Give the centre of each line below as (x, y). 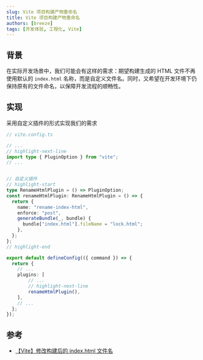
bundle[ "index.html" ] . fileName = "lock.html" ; (83, 224)
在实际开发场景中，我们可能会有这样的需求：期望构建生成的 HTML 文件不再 (101, 71)
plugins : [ (31, 275)
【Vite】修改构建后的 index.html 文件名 (64, 351)
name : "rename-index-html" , (53, 207)
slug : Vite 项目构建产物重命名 (42, 12)
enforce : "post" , (39, 213)
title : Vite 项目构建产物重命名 (43, 18)
